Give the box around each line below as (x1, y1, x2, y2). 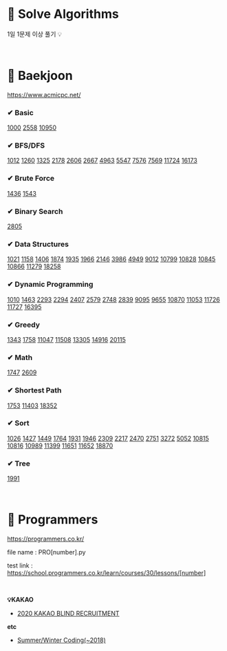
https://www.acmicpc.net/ (7, 90, 81, 99)
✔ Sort (7, 419, 30, 428)
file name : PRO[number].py (7, 548, 86, 557)
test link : (7, 561, 33, 570)
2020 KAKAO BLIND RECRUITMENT (17, 610, 120, 618)
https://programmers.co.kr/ (7, 534, 85, 543)
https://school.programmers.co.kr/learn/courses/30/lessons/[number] (7, 569, 206, 577)
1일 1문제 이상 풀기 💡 (7, 30, 63, 38)
